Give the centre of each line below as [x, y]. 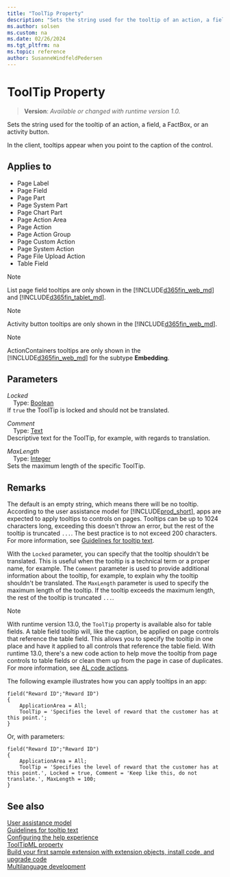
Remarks [27, 488]
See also [26, 806]
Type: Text [28, 431]
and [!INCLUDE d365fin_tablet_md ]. [56, 297]
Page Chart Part [40, 212]
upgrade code [27, 859]
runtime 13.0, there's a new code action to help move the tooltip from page [112, 653]
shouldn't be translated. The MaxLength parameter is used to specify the [108, 583]
